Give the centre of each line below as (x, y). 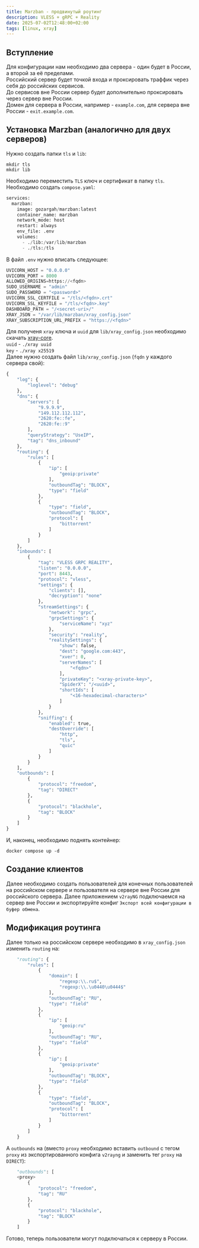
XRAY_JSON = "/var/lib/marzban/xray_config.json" (69, 315)
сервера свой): (26, 363)
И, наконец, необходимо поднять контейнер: (63, 840)
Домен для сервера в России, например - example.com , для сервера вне (98, 105)
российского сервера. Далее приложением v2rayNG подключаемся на (96, 896)
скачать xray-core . (30, 338)
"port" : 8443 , (55, 574)
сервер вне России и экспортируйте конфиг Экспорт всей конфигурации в (99, 902)
